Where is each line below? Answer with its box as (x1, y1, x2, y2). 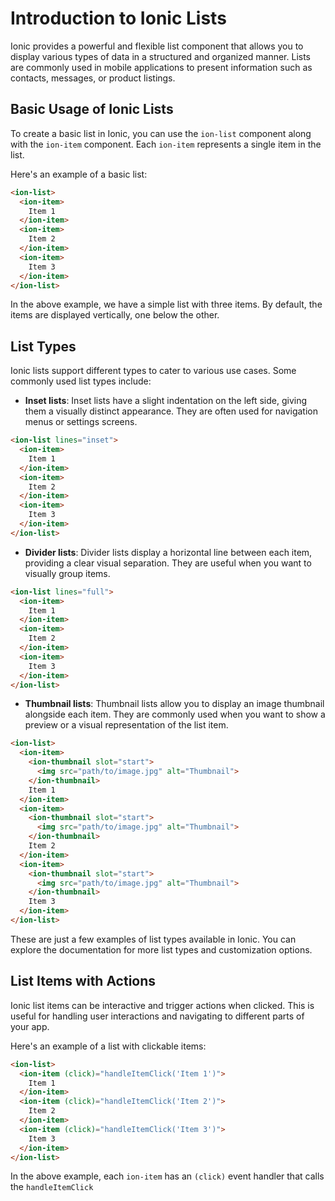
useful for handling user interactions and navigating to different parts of (10, 1010, 305, 1022)
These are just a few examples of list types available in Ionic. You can (10, 933, 297, 945)
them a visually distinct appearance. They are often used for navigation (24, 405, 318, 417)
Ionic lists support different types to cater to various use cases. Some (10, 365, 297, 377)
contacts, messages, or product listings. (10, 72, 176, 84)
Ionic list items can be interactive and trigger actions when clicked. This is (10, 999, 315, 1011)
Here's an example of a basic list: (10, 168, 148, 180)
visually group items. (24, 567, 111, 579)
